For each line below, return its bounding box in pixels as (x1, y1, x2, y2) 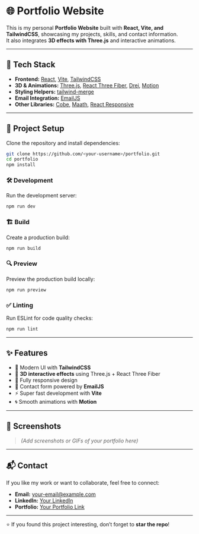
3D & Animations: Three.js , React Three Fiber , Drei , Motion (14, 81, 159, 89)
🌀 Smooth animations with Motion (14, 398, 97, 405)
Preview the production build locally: (6, 275, 95, 282)
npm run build (6, 245, 41, 251)
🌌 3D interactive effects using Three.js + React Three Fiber (14, 370, 161, 377)
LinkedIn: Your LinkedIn (14, 497, 73, 504)
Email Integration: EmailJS (14, 94, 81, 102)
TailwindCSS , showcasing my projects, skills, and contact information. (6, 30, 178, 37)
